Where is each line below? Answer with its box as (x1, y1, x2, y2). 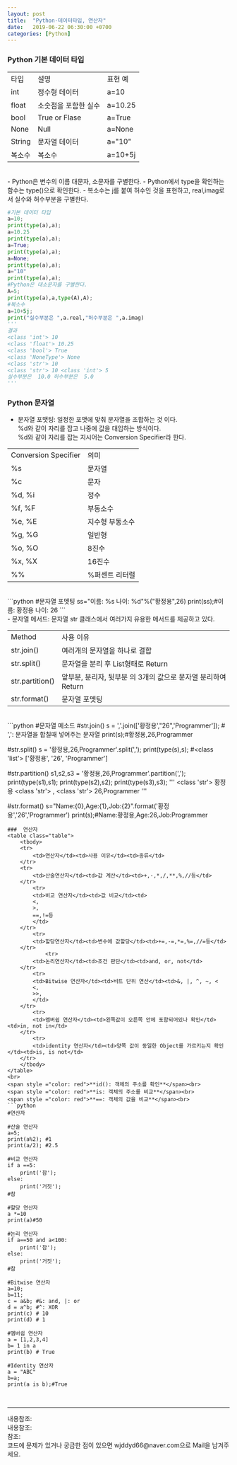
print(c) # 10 (7, 1310, 49, 1317)
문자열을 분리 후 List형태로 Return (61, 659, 168, 669)
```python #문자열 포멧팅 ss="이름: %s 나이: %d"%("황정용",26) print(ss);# (7, 597, 219, 606)
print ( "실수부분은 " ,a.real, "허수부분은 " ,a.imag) (7, 314, 145, 321)
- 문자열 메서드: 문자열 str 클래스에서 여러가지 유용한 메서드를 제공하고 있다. (7, 615, 215, 624)
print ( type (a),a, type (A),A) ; (7, 294, 93, 301)
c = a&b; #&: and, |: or (7, 1298, 80, 1305)
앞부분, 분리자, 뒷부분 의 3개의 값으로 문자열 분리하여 (61, 672, 226, 682)
